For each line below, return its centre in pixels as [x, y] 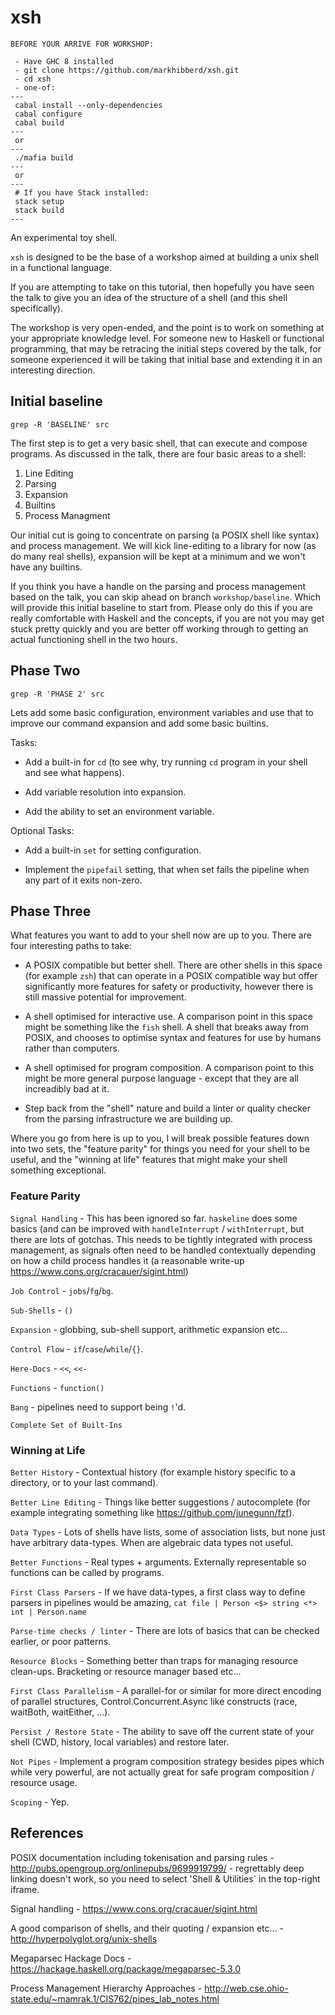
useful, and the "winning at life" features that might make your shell [149, 1160]
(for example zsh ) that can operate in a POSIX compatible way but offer [171, 976]
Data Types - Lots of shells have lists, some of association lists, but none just [168, 1532]
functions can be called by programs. [87, 1572]
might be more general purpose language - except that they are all [161, 1078]
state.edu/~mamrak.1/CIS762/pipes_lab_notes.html [115, 1998]
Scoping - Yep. [40, 1802]
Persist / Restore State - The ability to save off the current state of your [162, 1731]
